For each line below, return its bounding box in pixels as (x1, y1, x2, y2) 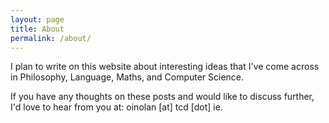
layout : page (10, 14, 65, 25)
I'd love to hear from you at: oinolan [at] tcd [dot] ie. (10, 101, 223, 113)
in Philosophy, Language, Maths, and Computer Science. (10, 71, 245, 83)
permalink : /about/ (10, 33, 92, 43)
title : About (10, 24, 65, 34)
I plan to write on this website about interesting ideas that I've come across (10, 61, 320, 73)
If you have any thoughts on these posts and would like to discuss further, (10, 91, 315, 103)
